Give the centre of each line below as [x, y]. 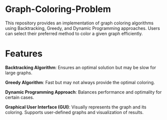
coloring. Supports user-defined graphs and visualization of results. [75, 112]
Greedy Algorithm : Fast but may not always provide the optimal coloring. [80, 82]
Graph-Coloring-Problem [58, 9]
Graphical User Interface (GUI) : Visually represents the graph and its [76, 107]
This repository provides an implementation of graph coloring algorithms [80, 23]
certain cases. [20, 97]
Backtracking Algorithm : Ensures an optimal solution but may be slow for [81, 67]
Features [24, 54]
